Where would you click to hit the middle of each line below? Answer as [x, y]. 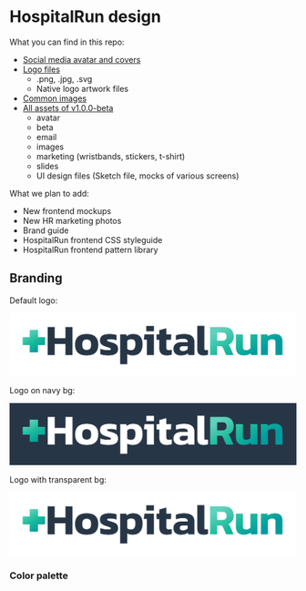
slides [47, 166]
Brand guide [46, 230]
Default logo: [34, 300]
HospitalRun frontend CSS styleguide [92, 239]
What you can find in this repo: [67, 42]
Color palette [39, 576]
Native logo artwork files [82, 88]
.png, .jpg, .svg [64, 78]
